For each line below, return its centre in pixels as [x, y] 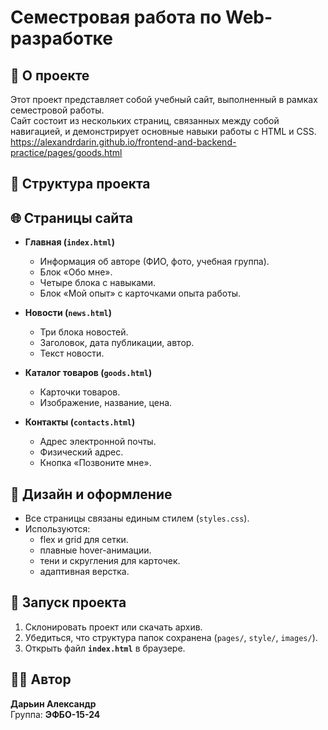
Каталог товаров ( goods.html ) [88, 373]
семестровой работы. [57, 110]
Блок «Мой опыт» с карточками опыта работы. [140, 293]
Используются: [57, 529]
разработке [61, 38]
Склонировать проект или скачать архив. [113, 627]
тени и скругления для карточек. [110, 561]
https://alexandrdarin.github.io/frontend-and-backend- [123, 142]
